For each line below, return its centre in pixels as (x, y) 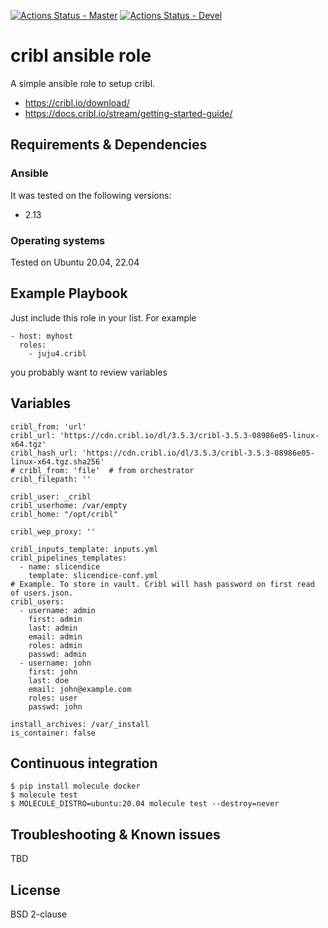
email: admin (55, 636)
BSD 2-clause (39, 914)
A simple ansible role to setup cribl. (83, 83)
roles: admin (55, 645)
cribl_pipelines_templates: (69, 558)
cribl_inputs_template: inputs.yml (84, 549)
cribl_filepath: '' (51, 479)
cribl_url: (33, 435)
